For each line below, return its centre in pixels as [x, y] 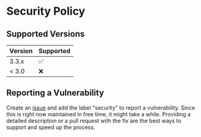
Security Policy [46, 11]
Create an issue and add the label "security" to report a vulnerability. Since [101, 108]
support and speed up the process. [51, 127]
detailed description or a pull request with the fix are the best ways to [94, 120]
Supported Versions [45, 34]
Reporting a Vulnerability [55, 93]
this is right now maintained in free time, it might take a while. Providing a [99, 114]
